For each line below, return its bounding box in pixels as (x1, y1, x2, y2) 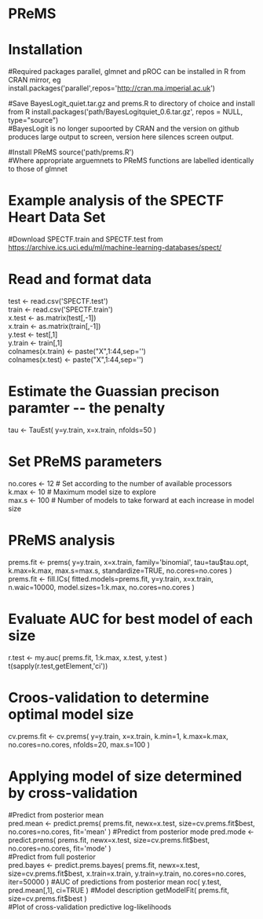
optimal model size (8, 705, 134, 723)
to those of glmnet (8, 164, 68, 174)
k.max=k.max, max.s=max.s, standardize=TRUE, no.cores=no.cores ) (8, 566, 232, 575)
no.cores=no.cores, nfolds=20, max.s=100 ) (8, 740, 151, 749)
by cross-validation (8, 784, 138, 802)
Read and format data (8, 271, 152, 288)
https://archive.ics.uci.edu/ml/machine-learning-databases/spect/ (8, 243, 222, 253)
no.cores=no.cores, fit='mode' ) (8, 843, 111, 853)
